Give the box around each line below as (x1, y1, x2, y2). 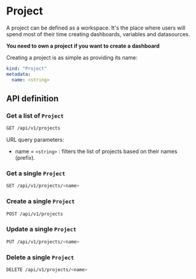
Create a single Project (6, 197, 75, 205)
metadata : (6, 71, 31, 77)
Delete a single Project (6, 253, 74, 262)
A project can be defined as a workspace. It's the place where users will (6, 24, 186, 31)
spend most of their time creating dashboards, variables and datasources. (6, 30, 190, 37)
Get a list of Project (6, 111, 65, 120)
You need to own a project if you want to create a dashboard (6, 42, 160, 49)
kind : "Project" (6, 65, 47, 72)
